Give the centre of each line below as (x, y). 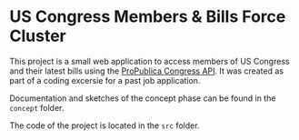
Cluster (38, 36)
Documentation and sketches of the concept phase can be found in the (143, 98)
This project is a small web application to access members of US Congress (149, 61)
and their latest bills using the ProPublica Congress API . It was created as (147, 71)
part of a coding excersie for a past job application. (105, 80)
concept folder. (37, 107)
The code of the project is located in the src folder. (105, 125)
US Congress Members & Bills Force (148, 17)
